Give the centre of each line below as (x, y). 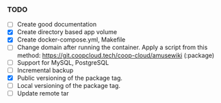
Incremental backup (45, 70)
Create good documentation (57, 25)
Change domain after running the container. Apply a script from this (112, 47)
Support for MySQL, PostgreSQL (63, 62)
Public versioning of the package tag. (70, 78)
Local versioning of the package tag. (69, 85)
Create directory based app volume (67, 32)
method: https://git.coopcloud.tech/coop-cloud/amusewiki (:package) (116, 55)
